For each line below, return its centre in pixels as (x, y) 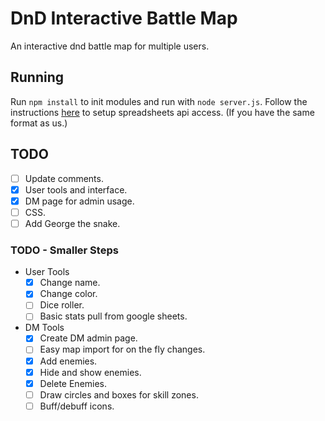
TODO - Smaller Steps (64, 250)
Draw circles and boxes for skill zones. (119, 394)
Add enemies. (68, 361)
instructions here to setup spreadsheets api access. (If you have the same (162, 112)
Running (37, 77)
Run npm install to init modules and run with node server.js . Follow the (159, 101)
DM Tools (44, 328)
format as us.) (39, 123)
